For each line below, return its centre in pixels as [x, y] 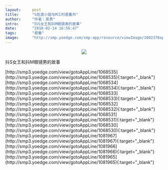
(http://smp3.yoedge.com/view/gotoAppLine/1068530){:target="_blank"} [80, 130]
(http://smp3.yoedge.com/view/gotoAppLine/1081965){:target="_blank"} [80, 162]
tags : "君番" [25, 33]
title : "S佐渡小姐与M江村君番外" [42, 14]
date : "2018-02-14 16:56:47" [42, 28]
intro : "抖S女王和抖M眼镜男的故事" [44, 24]
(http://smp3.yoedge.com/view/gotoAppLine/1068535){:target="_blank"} [80, 77]
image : [12, 38]
